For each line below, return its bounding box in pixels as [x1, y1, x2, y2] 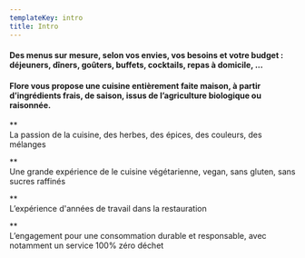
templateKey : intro [9, 13, 84, 23]
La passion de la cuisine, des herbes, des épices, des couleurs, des [9, 129, 262, 141]
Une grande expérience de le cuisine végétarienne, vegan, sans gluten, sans [9, 166, 296, 177]
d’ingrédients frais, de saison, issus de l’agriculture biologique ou [9, 90, 261, 101]
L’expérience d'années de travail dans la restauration [9, 203, 207, 214]
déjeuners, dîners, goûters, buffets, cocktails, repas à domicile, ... [9, 60, 263, 71]
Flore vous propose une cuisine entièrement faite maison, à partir [9, 80, 261, 91]
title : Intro [9, 22, 59, 31]
